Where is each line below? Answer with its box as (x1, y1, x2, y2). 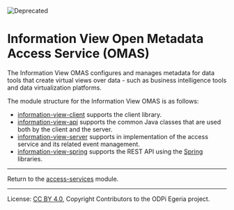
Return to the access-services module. (7, 175, 119, 183)
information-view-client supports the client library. (17, 110, 162, 118)
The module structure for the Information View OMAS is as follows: (7, 97, 199, 105)
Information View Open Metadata (7, 31, 204, 47)
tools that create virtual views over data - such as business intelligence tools (7, 76, 227, 84)
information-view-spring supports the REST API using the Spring (17, 147, 203, 156)
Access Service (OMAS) (7, 46, 150, 62)
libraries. (17, 154, 43, 163)
